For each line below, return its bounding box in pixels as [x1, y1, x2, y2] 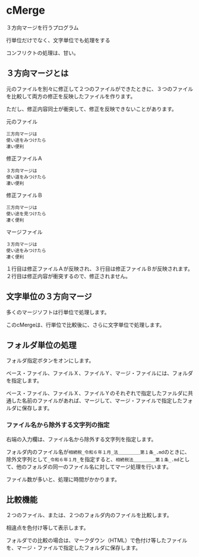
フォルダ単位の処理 [6, 340, 77, 350]
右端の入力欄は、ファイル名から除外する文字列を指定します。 [6, 435, 157, 443]
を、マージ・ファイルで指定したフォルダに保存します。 [6, 545, 141, 552]
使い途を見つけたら [6, 210, 46, 217]
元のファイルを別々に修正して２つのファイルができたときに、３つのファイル [6, 85, 194, 92]
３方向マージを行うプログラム [6, 24, 79, 31]
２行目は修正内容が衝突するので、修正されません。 [6, 272, 131, 279]
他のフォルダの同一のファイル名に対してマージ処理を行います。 [16, 463, 172, 470]
